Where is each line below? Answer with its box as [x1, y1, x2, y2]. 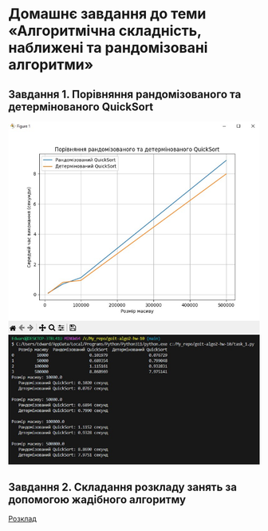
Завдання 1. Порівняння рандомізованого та [8, 87, 242, 101]
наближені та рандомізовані [8, 39, 208, 57]
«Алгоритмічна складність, [8, 22, 202, 40]
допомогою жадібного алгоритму [8, 493, 186, 506]
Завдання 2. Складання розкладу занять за [8, 480, 238, 493]
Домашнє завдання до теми [8, 5, 207, 23]
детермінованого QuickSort [8, 100, 154, 113]
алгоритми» [8, 56, 94, 74]
